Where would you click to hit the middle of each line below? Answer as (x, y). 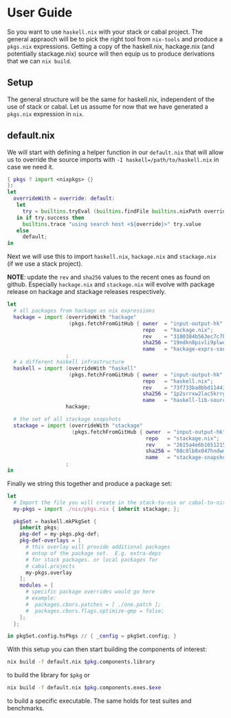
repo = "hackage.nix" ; (178, 330)
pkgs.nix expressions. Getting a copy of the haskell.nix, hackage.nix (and (111, 46)
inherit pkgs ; (40, 528)
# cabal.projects (50, 566)
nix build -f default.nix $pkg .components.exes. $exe (84, 688)
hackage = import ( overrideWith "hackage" (75, 317)
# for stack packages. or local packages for (91, 560)
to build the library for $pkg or (49, 675)
